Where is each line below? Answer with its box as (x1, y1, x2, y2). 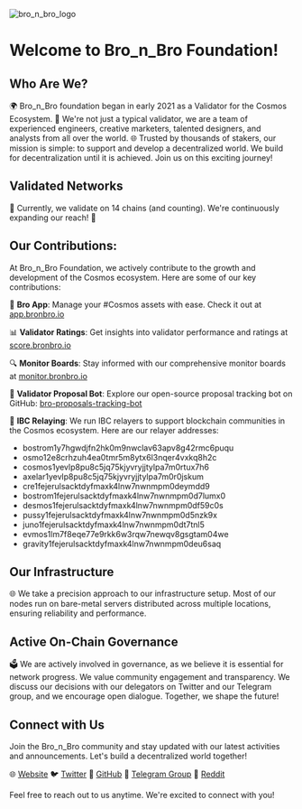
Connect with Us (9, 717, 105, 732)
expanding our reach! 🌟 (9, 212, 96, 223)
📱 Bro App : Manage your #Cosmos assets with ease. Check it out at (9, 299, 262, 310)
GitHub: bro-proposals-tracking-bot (9, 397, 142, 408)
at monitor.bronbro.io (9, 370, 88, 381)
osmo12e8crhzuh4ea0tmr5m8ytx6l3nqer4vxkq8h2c (22, 451, 217, 462)
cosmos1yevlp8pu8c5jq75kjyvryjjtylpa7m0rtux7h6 (22, 461, 210, 472)
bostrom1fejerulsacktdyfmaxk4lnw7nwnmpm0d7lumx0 (22, 490, 226, 501)
